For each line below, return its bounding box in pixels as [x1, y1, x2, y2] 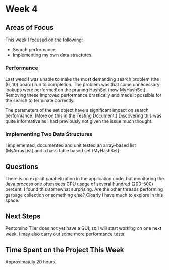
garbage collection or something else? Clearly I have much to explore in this [5, 192, 163, 198]
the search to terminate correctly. [5, 97, 75, 104]
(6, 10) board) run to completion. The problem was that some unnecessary [5, 82, 160, 88]
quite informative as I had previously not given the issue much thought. [5, 118, 153, 124]
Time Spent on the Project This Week [5, 245, 125, 254]
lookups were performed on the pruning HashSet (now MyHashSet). [5, 87, 147, 93]
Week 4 [5, 3, 38, 15]
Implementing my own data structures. [12, 52, 93, 58]
